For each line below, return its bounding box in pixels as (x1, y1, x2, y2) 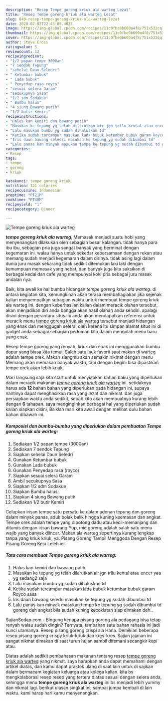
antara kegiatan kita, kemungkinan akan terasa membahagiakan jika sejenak (5, 291, 162, 297)
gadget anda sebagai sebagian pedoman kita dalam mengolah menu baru (5, 329, 157, 335)
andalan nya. (5, 276, 32, 282)
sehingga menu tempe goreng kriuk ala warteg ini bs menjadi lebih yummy (5, 680, 161, 686)
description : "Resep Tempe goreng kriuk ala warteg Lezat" (5, 7, 131, 12)
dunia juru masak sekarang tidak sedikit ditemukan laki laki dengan (5, 260, 143, 267)
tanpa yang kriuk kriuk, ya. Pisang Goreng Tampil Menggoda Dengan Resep (5, 535, 162, 541)
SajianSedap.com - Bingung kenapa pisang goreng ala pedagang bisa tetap (5, 617, 161, 623)
